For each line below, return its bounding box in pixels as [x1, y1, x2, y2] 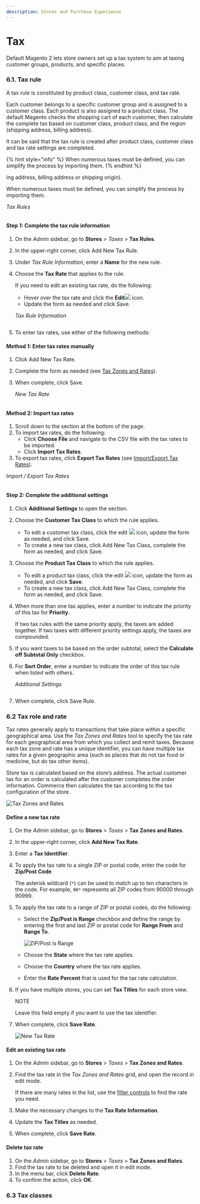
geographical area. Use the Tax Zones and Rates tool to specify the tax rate [6, 732, 193, 739]
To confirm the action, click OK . [14, 1176, 93, 1183]
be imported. [23, 442, 56, 449]
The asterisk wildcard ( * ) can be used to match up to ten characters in [14, 880, 188, 887]
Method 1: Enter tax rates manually [6, 342, 94, 350]
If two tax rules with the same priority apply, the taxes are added [14, 620, 174, 627]
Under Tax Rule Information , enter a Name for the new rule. [14, 258, 162, 266]
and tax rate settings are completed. [6, 144, 96, 151]
